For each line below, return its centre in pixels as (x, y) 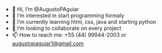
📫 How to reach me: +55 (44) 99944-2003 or (69, 35)
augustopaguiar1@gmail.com (48, 43)
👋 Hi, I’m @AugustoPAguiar (45, 9)
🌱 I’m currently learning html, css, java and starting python (84, 22)
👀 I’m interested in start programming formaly (68, 15)
